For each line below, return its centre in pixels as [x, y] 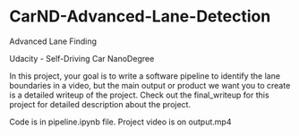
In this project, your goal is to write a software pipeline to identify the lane [145, 76]
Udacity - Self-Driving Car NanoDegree [82, 58]
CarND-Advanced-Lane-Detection [140, 17]
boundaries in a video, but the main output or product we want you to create [150, 85]
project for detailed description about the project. [100, 104]
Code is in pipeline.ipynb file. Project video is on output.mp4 [120, 122]
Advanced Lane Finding [53, 41]
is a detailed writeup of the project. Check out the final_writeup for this [140, 95]
